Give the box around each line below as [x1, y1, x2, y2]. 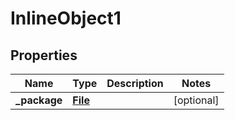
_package [15, 93, 63, 107]
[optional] [173, 93, 220, 107]
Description [106, 77, 164, 90]
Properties [10, 47, 78, 64]
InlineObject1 [10, 7, 122, 30]
